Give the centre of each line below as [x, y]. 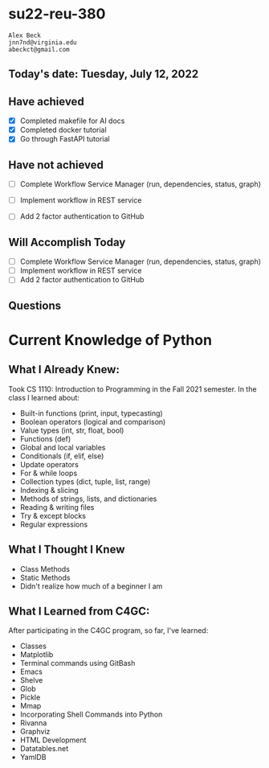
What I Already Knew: [64, 370]
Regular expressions [54, 524]
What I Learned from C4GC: [79, 611]
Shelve [31, 680]
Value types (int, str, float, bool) [72, 430]
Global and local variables [63, 447]
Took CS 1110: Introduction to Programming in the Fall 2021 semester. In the [132, 389]
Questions [35, 305]
